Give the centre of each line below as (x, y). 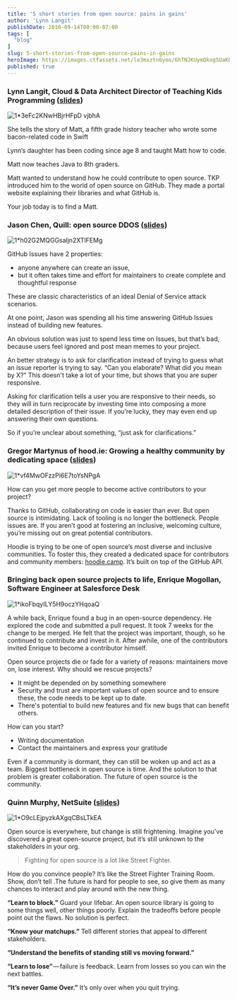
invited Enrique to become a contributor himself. (77, 647)
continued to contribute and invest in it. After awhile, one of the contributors (117, 640)
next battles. (25, 974)
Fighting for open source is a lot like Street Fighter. (98, 860)
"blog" (23, 40)
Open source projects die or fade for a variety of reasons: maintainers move (117, 662)
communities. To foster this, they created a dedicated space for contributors (118, 554)
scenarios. (23, 304)
